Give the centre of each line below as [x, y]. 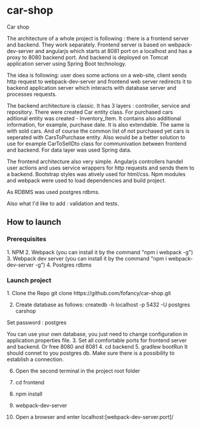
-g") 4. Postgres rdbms [63, 265]
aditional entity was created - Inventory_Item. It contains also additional [94, 118]
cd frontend [30, 382]
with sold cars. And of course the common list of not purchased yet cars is [98, 131]
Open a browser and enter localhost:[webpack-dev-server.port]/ [94, 416]
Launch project [29, 280]
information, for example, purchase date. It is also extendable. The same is [98, 124]
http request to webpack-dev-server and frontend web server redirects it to [99, 82]
